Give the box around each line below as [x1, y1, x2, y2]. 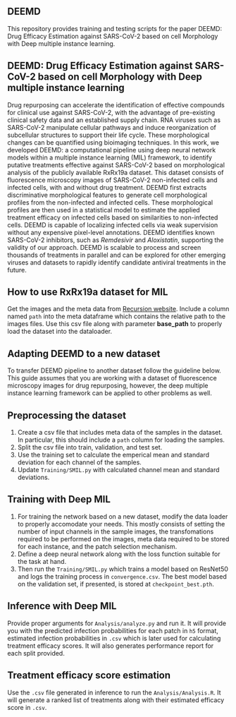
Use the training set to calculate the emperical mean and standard [17, 451, 210, 459]
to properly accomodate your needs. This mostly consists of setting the [17, 519, 225, 528]
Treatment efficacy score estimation [7, 670, 171, 682]
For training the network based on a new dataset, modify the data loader [17, 512, 228, 521]
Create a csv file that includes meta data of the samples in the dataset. [17, 428, 223, 437]
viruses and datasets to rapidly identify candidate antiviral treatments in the [7, 258, 227, 267]
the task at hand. [17, 557, 67, 565]
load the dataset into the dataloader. [7, 327, 113, 336]
